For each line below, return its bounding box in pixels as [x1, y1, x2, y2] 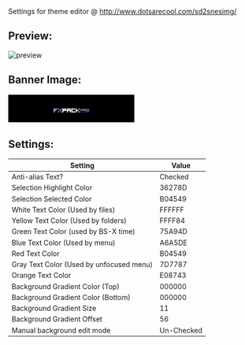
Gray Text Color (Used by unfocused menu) [11, 260, 154, 269]
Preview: [8, 29, 53, 43]
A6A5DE [159, 238, 187, 247]
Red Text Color [11, 248, 61, 258]
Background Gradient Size [11, 303, 97, 313]
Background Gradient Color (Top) [11, 281, 120, 291]
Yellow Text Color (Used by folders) [11, 216, 128, 225]
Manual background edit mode [11, 325, 111, 335]
